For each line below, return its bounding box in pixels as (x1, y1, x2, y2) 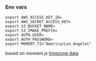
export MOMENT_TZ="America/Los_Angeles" (5, 41, 92, 46)
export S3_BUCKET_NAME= (5, 24, 56, 29)
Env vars (5, 4, 27, 11)
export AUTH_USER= (5, 33, 44, 38)
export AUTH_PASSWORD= (5, 37, 53, 42)
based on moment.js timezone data (5, 50, 79, 56)
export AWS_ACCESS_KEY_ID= (5, 15, 62, 20)
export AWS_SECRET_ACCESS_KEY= (5, 19, 71, 25)
